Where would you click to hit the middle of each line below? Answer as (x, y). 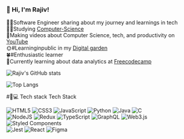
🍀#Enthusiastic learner (35, 55)
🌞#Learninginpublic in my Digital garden (57, 48)
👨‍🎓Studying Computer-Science (45, 29)
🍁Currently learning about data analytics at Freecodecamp (79, 62)
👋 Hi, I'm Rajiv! (28, 10)
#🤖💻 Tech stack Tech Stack (41, 97)
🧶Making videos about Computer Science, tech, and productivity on (90, 35)
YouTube (17, 42)
